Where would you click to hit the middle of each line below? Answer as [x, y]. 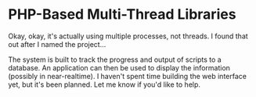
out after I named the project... [57, 44]
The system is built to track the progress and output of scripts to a [115, 59]
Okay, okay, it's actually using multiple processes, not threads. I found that [128, 36]
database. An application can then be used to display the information [119, 67]
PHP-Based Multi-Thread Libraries [122, 14]
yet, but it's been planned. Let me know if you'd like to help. [105, 84]
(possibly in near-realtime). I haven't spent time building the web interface [127, 76]
